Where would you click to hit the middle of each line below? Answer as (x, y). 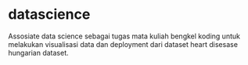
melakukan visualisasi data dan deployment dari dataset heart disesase (123, 44)
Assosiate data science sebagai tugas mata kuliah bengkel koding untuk (124, 36)
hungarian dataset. (38, 52)
